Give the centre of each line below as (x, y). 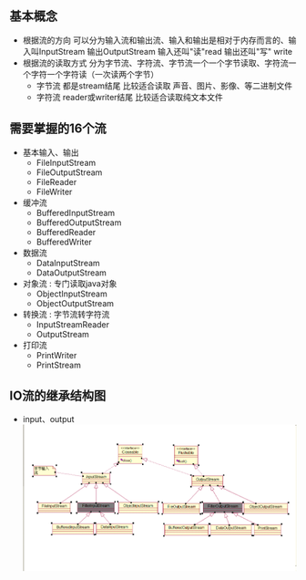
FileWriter (54, 192)
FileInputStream (66, 162)
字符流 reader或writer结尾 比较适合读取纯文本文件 (129, 97)
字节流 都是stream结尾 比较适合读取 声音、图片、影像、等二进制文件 (164, 86)
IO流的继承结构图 (58, 396)
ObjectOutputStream (75, 303)
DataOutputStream (71, 273)
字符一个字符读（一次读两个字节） (95, 74)
